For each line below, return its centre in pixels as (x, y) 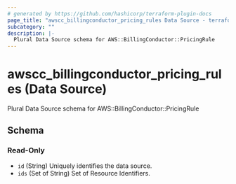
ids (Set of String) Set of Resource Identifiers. (84, 173)
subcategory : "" (31, 27)
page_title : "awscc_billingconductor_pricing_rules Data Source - (106, 20)
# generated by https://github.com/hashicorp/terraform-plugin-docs (110, 14)
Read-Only (26, 150)
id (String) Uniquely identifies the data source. (85, 166)
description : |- (31, 33)
